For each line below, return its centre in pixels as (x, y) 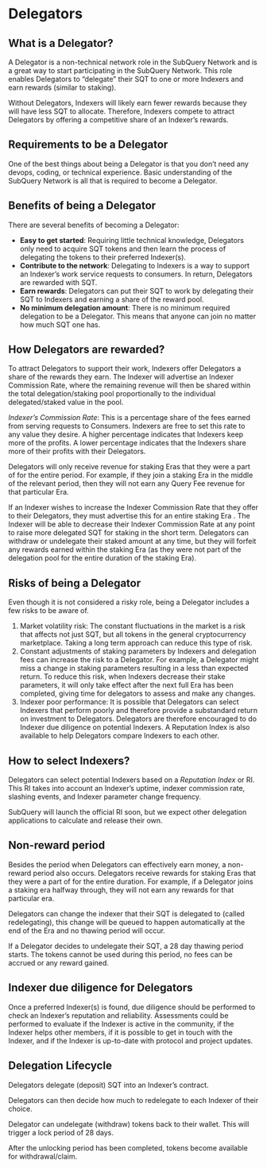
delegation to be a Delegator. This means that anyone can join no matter (138, 316)
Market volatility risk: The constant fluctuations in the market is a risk (133, 626)
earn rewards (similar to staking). (62, 87)
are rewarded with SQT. (58, 282)
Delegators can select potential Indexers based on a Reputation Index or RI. (132, 780)
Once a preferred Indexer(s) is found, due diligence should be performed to (132, 1007)
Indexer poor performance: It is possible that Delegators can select (130, 702)
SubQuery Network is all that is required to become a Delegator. (113, 180)
